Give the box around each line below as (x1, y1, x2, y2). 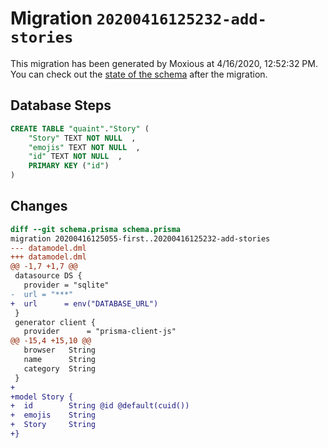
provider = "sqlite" (23, 280, 110, 291)
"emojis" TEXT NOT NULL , (28, 142, 141, 152)
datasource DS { (14, 271, 83, 281)
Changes (10, 198, 68, 215)
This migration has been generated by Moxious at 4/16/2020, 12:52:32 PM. (10, 57, 318, 69)
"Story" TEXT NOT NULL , (28, 133, 137, 143)
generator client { (14, 317, 97, 327)
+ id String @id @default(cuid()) (10, 401, 190, 411)
